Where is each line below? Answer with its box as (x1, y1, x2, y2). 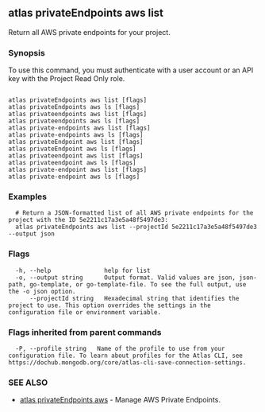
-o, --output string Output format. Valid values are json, (15, 274, 236, 282)
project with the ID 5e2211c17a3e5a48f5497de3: (8, 216, 169, 224)
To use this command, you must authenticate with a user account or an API (8, 65, 254, 75)
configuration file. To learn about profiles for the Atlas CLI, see (8, 352, 244, 360)
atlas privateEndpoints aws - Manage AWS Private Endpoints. (19, 395, 221, 405)
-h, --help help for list (15, 266, 151, 274)
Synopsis (8, 47, 45, 58)
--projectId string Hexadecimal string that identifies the (29, 294, 240, 302)
